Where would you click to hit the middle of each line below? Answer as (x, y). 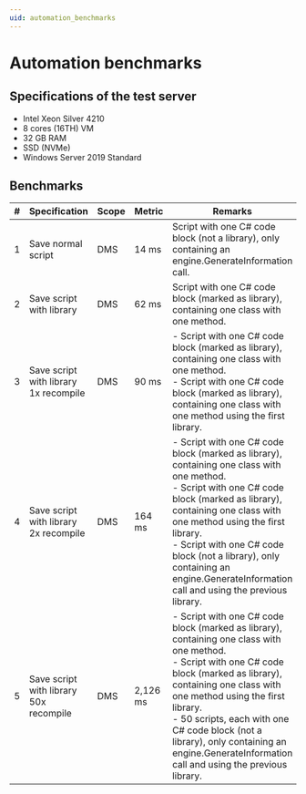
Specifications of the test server (103, 97)
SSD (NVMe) (46, 148)
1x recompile (57, 393)
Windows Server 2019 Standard (82, 157)
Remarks (232, 211)
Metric (149, 211)
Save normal (56, 244)
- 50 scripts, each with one (230, 719)
